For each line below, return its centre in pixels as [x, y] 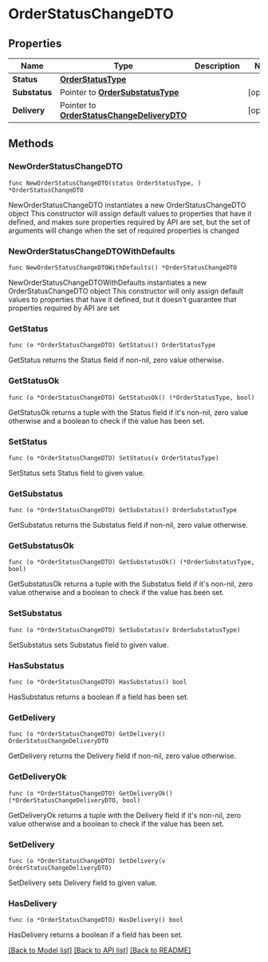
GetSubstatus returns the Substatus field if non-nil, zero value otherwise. [128, 525]
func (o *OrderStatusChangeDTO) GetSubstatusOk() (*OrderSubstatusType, [132, 562]
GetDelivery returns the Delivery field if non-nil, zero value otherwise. [122, 756]
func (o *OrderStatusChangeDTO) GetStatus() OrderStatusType [112, 345]
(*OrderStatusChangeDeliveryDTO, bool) [75, 800]
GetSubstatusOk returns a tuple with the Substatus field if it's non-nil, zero [131, 584]
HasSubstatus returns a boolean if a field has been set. [99, 697]
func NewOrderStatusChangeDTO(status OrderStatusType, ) [105, 183]
